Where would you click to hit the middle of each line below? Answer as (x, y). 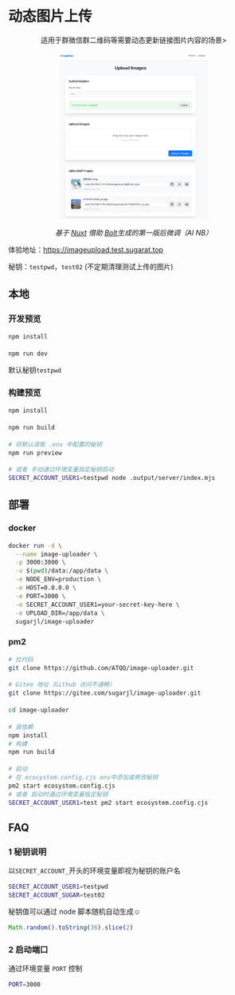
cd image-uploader (39, 710)
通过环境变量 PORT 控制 (45, 969)
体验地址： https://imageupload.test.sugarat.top (86, 249)
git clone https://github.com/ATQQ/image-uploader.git (101, 668)
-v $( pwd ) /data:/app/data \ (62, 571)
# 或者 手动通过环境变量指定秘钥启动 (61, 470)
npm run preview (35, 453)
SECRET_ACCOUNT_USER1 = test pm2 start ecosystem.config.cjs (108, 803)
